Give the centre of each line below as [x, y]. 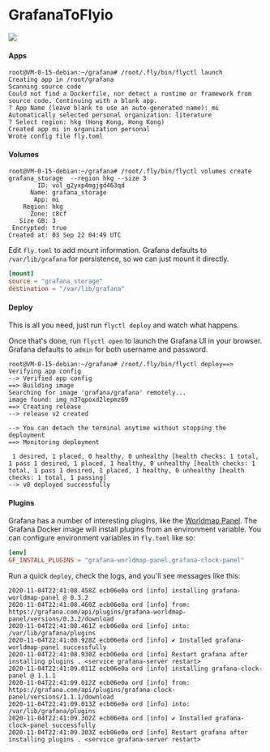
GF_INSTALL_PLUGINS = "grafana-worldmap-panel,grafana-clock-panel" [126, 561]
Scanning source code [45, 87]
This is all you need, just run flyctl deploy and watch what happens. [124, 325]
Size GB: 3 [38, 221]
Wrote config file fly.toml [56, 137]
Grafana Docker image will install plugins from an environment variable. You [135, 529]
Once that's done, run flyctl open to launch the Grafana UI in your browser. [135, 341]
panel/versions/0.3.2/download [61, 619]
